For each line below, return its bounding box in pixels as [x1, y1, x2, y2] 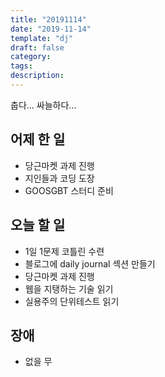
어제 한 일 [10, 131, 66, 148]
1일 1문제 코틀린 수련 [24, 245, 105, 257]
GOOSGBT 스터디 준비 [24, 184, 114, 196]
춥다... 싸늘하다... [10, 99, 77, 111]
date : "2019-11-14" [10, 24, 92, 34]
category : [10, 52, 52, 62]
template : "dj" [10, 33, 74, 43]
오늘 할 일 [10, 217, 66, 234]
